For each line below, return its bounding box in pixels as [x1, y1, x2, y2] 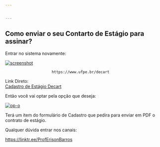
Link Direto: [5, 78, 29, 84]
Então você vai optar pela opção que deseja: [5, 93, 97, 99]
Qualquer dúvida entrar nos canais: [5, 127, 77, 133]
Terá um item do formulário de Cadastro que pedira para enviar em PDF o [5, 112, 155, 118]
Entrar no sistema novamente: [5, 50, 66, 56]
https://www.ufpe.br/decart [52, 70, 110, 74]
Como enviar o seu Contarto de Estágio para [5, 30, 145, 38]
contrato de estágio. [5, 117, 47, 123]
